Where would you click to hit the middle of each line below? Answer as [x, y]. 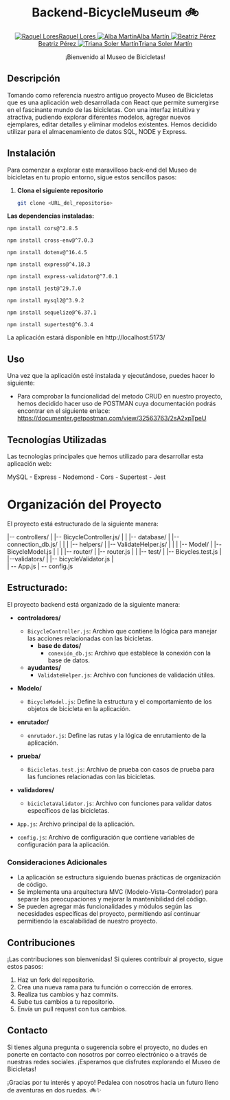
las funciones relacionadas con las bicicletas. [91, 776]
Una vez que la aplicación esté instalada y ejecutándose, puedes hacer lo [111, 376]
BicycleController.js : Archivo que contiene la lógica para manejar [122, 631]
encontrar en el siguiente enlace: [64, 411]
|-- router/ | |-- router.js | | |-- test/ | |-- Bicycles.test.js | [143, 552]
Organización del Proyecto [84, 505]
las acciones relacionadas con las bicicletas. [90, 638]
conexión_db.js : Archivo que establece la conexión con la [129, 653]
